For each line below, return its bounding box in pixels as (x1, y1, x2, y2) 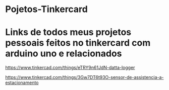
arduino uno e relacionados (5, 48, 122, 59)
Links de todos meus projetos (5, 27, 132, 38)
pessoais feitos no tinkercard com (5, 37, 151, 49)
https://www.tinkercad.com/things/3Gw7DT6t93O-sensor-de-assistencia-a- (5, 74, 164, 80)
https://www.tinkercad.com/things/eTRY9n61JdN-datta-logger (5, 64, 135, 71)
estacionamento (5, 79, 39, 86)
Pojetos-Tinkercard (5, 4, 88, 15)
